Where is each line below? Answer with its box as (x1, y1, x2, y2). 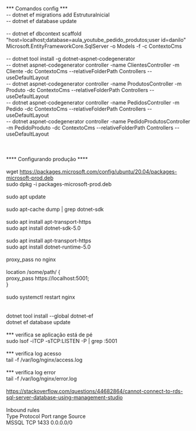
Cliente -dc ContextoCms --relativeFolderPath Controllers (6, 68, 146, 74)
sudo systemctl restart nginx (6, 293, 75, 301)
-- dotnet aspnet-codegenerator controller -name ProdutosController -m (6, 80, 182, 87)
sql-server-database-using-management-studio (6, 394, 123, 401)
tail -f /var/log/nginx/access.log (6, 357, 83, 363)
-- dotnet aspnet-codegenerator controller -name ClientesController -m (6, 61, 180, 68)
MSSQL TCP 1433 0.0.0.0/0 (6, 419, 73, 426)
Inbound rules (6, 407, 40, 413)
